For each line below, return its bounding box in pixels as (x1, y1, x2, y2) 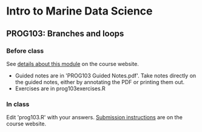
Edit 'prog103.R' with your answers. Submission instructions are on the (6, 114, 183, 121)
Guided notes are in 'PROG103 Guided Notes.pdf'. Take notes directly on (15, 71, 197, 79)
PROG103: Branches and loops (6, 28, 124, 39)
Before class (6, 47, 44, 55)
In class (6, 100, 30, 108)
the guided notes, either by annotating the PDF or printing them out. (15, 78, 185, 85)
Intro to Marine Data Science (6, 4, 153, 18)
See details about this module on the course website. (6, 60, 140, 67)
